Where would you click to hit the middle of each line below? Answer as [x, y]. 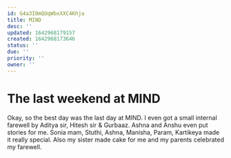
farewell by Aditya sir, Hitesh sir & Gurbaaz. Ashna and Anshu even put [108, 125]
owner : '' [21, 65]
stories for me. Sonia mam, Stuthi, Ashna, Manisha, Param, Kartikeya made [113, 132]
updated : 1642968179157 [41, 33]
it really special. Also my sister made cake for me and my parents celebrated [116, 139]
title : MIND [24, 20]
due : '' [18, 52]
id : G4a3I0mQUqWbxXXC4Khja [46, 13]
